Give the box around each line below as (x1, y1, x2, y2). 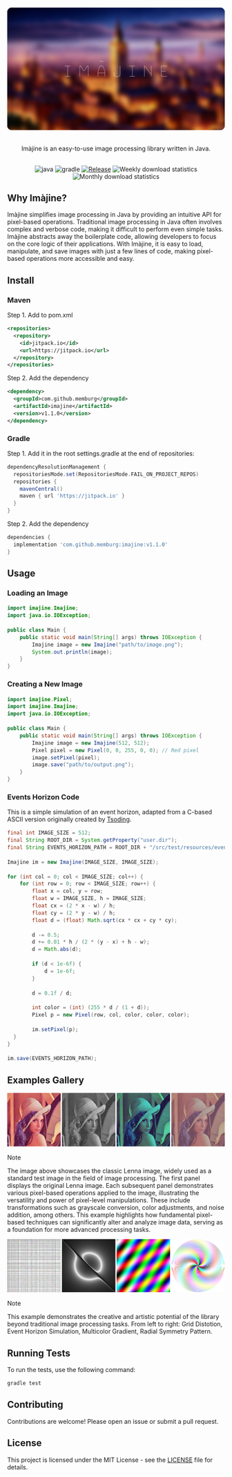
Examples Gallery (7, 1074, 84, 1086)
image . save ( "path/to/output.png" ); (32, 761, 135, 768)
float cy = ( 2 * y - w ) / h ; (32, 909, 116, 917)
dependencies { (7, 534, 51, 541)
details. (7, 1463, 28, 1471)
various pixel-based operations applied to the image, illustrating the (7, 1189, 200, 1197)
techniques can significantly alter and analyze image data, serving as (26, 1217, 223, 1226)
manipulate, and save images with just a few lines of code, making (7, 247, 195, 255)
